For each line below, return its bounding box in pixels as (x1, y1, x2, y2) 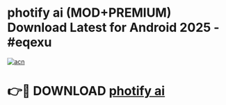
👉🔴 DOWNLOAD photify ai (7, 83, 166, 99)
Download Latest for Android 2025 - (7, 19, 220, 35)
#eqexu (7, 35, 52, 50)
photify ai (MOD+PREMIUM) (7, 5, 172, 21)
